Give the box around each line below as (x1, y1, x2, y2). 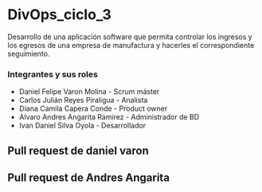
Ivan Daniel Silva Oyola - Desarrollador (18, 121, 147, 131)
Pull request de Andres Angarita (7, 171, 170, 185)
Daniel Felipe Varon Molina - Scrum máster (18, 87, 160, 96)
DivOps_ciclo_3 (7, 6, 112, 24)
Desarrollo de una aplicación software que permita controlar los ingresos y (7, 32, 252, 41)
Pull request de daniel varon (7, 143, 149, 157)
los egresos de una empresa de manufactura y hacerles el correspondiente (7, 40, 255, 49)
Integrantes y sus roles (7, 69, 99, 80)
